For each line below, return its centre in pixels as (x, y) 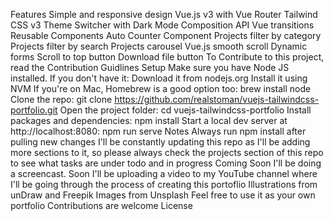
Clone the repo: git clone (61, 99)
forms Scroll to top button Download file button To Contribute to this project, (167, 57)
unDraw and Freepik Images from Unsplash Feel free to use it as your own (163, 195)
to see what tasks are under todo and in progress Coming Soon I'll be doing (166, 163)
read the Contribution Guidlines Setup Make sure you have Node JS (150, 67)
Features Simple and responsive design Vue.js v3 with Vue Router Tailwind (164, 14)
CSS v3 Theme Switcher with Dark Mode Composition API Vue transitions (162, 25)
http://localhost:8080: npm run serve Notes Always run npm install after (158, 131)
